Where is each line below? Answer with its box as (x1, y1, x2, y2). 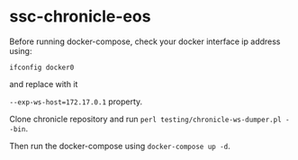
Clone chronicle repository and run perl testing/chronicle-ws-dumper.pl (9, 113, 282, 124)
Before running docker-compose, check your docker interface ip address (9, 36, 281, 47)
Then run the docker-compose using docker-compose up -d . (9, 140, 231, 151)
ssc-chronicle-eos (9, 6, 151, 27)
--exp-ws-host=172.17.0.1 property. (9, 96, 143, 107)
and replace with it (9, 78, 78, 89)
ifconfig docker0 (9, 63, 75, 72)
